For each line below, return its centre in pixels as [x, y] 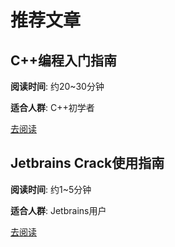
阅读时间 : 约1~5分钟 [51, 189]
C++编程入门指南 [64, 60]
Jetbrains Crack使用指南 [87, 163]
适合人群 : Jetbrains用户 [58, 210]
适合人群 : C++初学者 [52, 107]
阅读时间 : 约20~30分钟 [57, 86]
